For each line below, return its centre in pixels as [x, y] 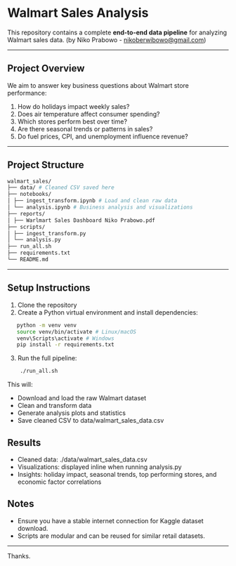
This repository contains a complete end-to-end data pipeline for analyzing [117, 32]
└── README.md [28, 260]
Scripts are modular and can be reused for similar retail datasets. [111, 536]
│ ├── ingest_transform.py [47, 233]
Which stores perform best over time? [72, 121]
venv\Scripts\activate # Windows [65, 338]
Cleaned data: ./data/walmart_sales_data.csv [82, 459]
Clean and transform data [54, 406]
